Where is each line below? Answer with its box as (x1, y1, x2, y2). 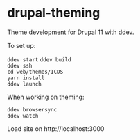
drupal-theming (7, 5, 100, 21)
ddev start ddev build (7, 56, 71, 63)
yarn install (7, 75, 45, 81)
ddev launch (7, 80, 42, 88)
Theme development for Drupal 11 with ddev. (7, 28, 134, 36)
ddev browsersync (7, 106, 58, 113)
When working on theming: (7, 93, 85, 101)
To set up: (7, 41, 36, 49)
